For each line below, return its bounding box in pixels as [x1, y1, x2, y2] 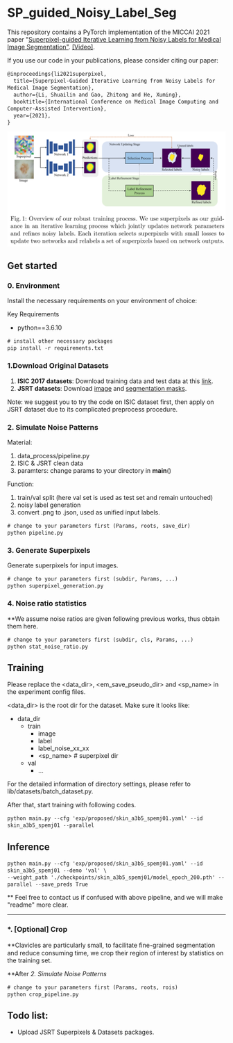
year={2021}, [13, 112, 51, 119]
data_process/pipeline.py [17, 452, 90, 460]
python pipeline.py [7, 530, 64, 537]
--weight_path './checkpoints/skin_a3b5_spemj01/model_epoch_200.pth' [7, 874, 216, 881]
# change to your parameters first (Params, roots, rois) [7, 984, 178, 991]
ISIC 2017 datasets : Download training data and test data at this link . [17, 377, 214, 385]
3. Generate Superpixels [7, 545, 91, 555]
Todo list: [7, 1010, 49, 1021]
